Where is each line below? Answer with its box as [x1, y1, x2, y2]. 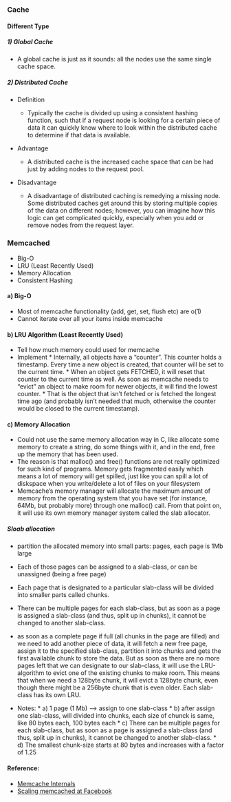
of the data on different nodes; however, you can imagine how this [27, 206, 215, 215]
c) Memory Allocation [7, 420, 71, 429]
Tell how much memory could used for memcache [16, 346, 159, 354]
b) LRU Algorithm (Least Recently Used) [7, 330, 124, 339]
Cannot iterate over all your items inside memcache [16, 314, 163, 322]
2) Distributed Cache [7, 78, 69, 87]
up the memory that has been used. [16, 450, 119, 458]
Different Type [7, 22, 49, 30]
